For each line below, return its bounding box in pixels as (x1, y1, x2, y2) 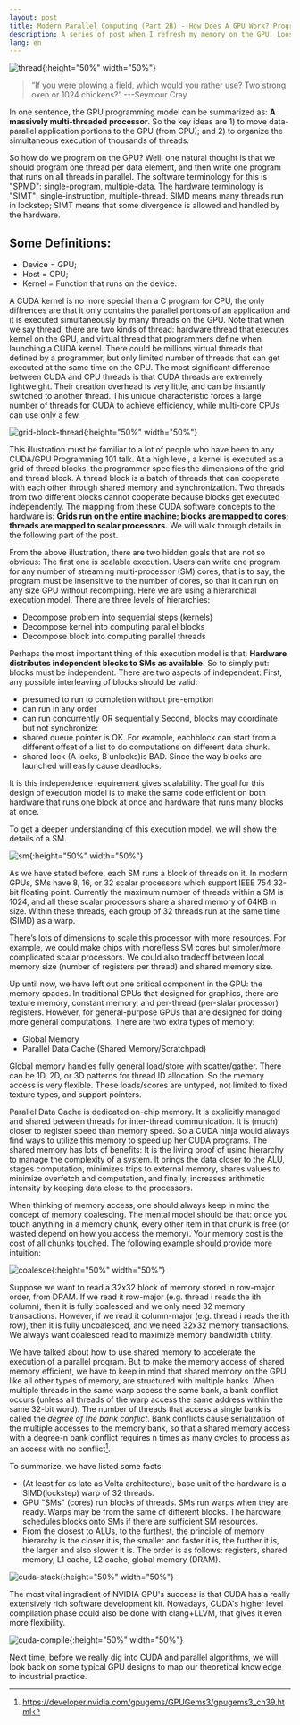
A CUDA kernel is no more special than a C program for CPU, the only (9, 296, 265, 307)
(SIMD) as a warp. (9, 916, 76, 926)
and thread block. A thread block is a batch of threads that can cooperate (9, 473, 279, 484)
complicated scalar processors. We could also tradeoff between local (9, 951, 265, 962)
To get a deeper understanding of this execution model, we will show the (9, 824, 277, 834)
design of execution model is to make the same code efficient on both (9, 788, 266, 799)
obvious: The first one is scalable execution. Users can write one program (9, 556, 281, 568)
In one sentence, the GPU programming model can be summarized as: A (9, 106, 277, 117)
